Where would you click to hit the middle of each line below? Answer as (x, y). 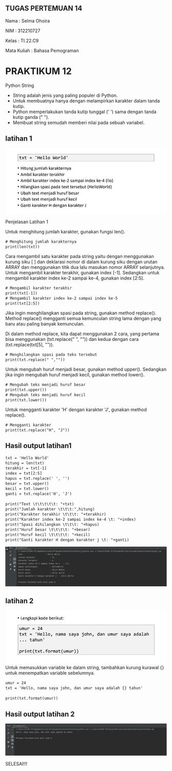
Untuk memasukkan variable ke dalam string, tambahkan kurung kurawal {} (85, 668)
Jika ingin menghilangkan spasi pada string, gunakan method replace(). (81, 313)
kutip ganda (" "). (31, 117)
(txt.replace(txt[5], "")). (30, 345)
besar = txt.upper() (27, 484)
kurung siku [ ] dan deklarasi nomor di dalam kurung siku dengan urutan (81, 262)
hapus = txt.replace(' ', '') (38, 479)
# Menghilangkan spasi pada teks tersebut (51, 355)
